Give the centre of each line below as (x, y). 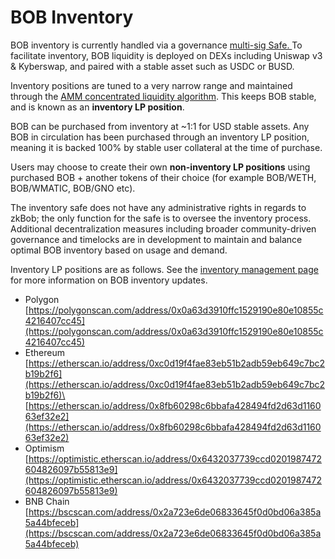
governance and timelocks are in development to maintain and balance (156, 239)
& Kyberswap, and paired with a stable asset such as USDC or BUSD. (152, 66)
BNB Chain (47, 501)
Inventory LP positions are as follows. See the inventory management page (164, 269)
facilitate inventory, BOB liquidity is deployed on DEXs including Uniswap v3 (166, 55)
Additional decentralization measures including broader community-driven (163, 228)
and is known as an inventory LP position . (97, 107)
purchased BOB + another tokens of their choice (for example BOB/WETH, (163, 177)
